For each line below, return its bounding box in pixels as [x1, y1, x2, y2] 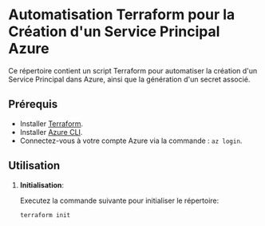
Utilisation [8, 159, 61, 172]
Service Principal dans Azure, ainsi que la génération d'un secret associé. [8, 74, 251, 84]
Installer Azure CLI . [19, 127, 83, 137]
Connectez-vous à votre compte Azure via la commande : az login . [19, 136, 243, 145]
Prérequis [8, 97, 58, 111]
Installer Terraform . [19, 118, 84, 129]
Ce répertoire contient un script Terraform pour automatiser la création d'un [8, 65, 258, 75]
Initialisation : [19, 180, 65, 189]
